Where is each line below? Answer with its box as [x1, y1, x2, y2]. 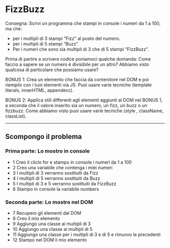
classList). [5, 113, 27, 119]
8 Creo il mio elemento [12, 215, 60, 221]
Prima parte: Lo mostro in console [5, 147, 90, 155]
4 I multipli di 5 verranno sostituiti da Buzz [12, 175, 100, 181]
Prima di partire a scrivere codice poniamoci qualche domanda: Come [5, 56, 151, 62]
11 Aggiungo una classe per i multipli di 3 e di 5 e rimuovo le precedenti [12, 231, 161, 237]
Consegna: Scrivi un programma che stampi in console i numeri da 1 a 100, [5, 20, 161, 26]
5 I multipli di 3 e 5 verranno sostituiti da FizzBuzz [12, 180, 116, 186]
